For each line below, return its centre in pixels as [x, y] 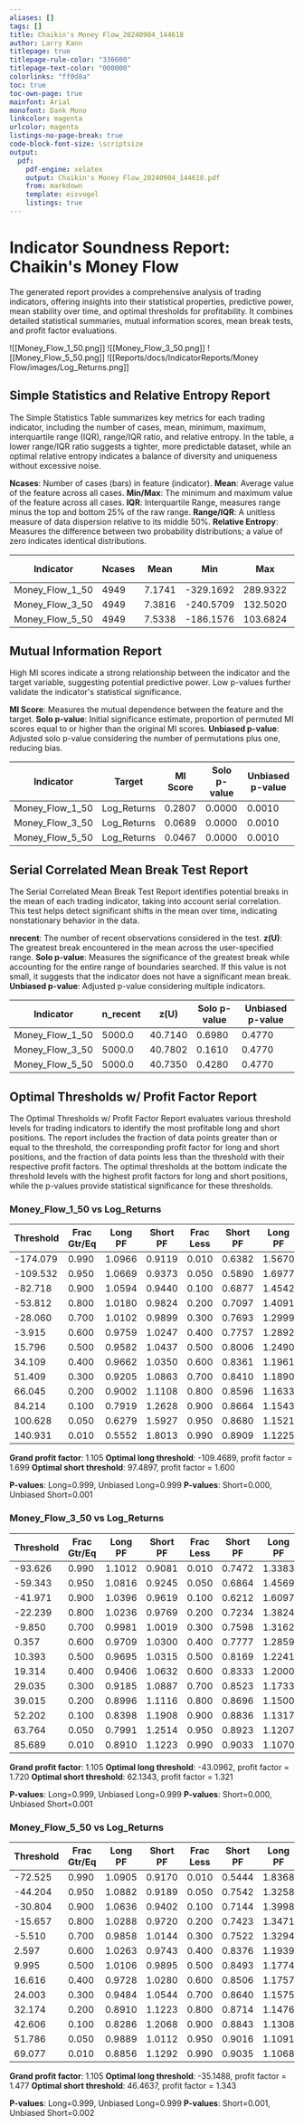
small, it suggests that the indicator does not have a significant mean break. [150, 977]
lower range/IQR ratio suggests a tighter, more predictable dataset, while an [150, 446]
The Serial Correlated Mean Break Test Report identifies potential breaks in [149, 891]
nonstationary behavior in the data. [75, 920]
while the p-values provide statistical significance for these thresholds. [141, 1186]
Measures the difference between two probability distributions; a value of [146, 531]
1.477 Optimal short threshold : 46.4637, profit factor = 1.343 [123, 2085]
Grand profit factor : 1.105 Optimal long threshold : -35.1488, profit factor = [148, 2076]
